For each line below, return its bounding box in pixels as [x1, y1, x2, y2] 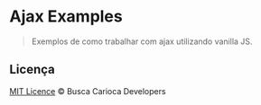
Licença [9, 62, 56, 77]
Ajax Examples [9, 6, 124, 27]
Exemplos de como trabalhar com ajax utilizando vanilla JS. [31, 36, 253, 47]
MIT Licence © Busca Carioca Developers [9, 85, 166, 96]
